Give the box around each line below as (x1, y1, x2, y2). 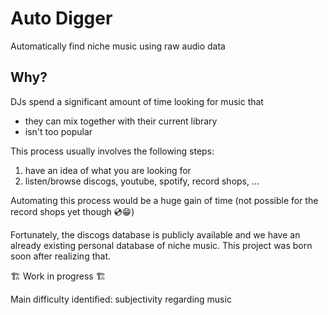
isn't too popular (24, 125, 93, 137)
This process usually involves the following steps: (10, 145, 215, 157)
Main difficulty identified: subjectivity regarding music (10, 293, 232, 305)
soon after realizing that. (10, 250, 111, 262)
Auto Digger (10, 7, 113, 30)
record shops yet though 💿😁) (10, 205, 135, 217)
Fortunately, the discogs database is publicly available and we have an (10, 228, 301, 241)
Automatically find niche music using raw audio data (10, 40, 226, 52)
